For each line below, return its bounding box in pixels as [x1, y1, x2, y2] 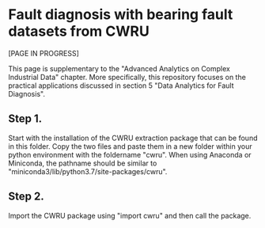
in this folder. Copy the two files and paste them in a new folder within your [8, 141, 252, 151]
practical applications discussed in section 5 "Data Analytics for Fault [8, 81, 234, 90]
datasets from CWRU [8, 22, 150, 40]
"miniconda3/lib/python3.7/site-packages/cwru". [8, 166, 168, 176]
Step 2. [8, 190, 45, 203]
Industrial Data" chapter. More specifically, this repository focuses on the [8, 72, 247, 82]
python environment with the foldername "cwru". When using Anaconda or [8, 150, 252, 159]
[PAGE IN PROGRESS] [8, 48, 79, 58]
